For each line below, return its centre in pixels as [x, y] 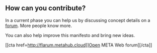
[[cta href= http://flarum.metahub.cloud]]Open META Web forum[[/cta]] [79, 45]
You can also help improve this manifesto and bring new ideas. [70, 35]
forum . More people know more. [38, 25]
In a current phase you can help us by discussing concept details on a [78, 20]
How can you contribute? [46, 8]
